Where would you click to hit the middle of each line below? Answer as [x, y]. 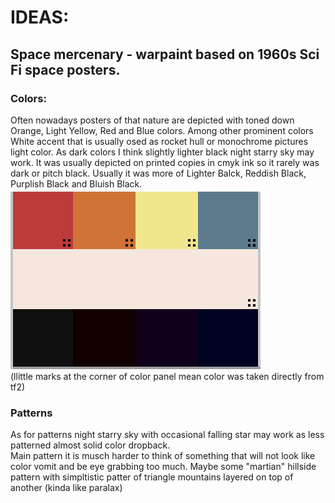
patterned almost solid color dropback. [90, 445]
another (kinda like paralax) [66, 488]
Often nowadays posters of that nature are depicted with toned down [152, 120]
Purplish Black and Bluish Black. [76, 183]
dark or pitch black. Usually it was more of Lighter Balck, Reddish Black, [158, 173]
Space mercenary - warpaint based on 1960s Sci [165, 54]
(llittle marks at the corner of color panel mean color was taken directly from [167, 376]
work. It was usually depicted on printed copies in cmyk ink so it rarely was [165, 162]
